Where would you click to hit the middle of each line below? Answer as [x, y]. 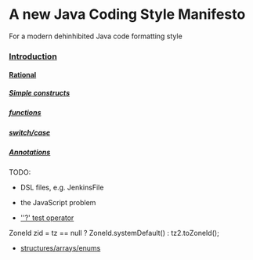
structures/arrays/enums [60, 247]
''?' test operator [47, 218]
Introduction [33, 56]
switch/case [30, 132]
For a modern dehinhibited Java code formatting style [96, 36]
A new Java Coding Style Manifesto [127, 14]
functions [25, 113]
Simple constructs [39, 93]
